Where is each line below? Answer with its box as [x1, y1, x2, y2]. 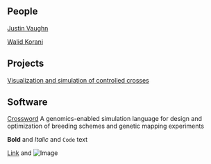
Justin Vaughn [7, 24, 49, 32]
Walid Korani [7, 38, 44, 46]
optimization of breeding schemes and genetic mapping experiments [7, 122, 205, 131]
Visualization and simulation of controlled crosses [7, 76, 149, 84]
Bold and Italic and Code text [7, 136, 88, 144]
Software [7, 97, 48, 108]
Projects [7, 58, 44, 69]
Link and [7, 149, 32, 157]
